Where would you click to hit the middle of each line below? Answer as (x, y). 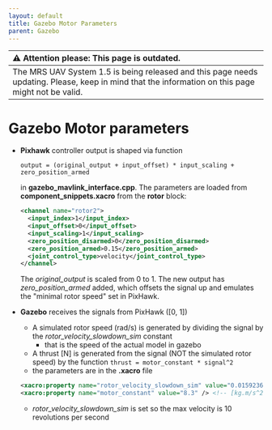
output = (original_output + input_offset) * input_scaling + (127, 166)
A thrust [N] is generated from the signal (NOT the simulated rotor (142, 354)
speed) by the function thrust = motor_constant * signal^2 (133, 362)
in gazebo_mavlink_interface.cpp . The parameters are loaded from (134, 188)
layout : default (36, 16)
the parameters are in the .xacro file (92, 371)
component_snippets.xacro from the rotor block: (103, 196)
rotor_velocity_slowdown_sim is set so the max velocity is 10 (132, 409)
